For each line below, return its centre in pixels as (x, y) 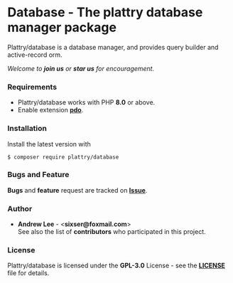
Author (20, 208)
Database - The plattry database (105, 12)
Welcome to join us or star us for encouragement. (81, 68)
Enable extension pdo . (50, 110)
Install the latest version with (49, 144)
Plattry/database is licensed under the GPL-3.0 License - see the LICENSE (116, 266)
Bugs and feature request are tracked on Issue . (77, 190)
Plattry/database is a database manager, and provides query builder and (113, 47)
